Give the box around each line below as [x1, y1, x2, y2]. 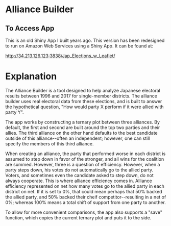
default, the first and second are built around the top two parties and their [5, 124, 160, 131]
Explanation [5, 70, 57, 82]
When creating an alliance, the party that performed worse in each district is [5, 150, 166, 157]
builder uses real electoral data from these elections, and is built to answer [5, 98, 162, 104]
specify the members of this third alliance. [5, 140, 94, 146]
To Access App [5, 24, 55, 33]
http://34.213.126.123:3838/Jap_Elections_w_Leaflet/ [5, 53, 116, 59]
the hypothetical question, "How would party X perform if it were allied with [5, 104, 164, 110]
